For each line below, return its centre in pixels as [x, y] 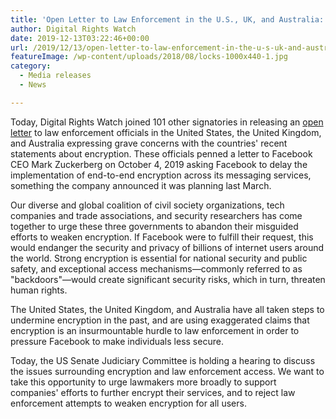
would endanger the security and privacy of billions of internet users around [167, 247]
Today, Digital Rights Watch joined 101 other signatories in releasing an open [167, 122]
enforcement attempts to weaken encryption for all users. [128, 403]
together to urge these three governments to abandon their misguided [154, 226]
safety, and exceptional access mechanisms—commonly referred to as [156, 268]
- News [33, 85]
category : [31, 66]
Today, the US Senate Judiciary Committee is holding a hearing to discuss [163, 360]
